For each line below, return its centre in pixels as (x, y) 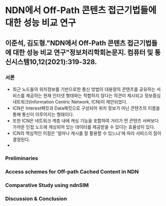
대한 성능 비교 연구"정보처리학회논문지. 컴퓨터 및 (83, 53)
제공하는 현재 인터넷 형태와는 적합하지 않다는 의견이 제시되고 (84, 95)
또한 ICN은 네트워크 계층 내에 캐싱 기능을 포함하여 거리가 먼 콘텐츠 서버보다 (85, 121)
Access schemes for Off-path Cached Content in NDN (72, 171)
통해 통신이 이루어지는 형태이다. (43, 114)
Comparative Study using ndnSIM (47, 185)
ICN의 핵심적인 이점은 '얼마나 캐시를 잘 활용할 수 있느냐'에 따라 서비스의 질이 (87, 133)
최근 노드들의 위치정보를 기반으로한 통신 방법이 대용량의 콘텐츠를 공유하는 (84, 89)
